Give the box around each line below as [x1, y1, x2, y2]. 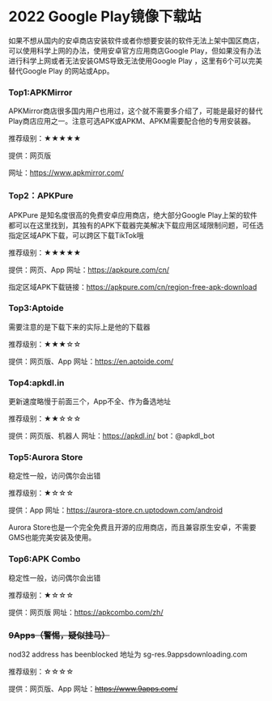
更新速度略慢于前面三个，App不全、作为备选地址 [8, 397, 172, 406]
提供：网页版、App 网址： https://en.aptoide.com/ [8, 356, 174, 366]
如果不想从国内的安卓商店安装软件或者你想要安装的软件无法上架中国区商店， [8, 36, 264, 45]
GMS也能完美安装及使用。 [8, 533, 96, 542]
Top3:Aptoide [8, 303, 64, 314]
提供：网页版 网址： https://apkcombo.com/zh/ [8, 607, 164, 617]
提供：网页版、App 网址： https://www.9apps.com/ [8, 684, 178, 694]
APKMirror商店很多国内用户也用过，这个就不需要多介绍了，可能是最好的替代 [8, 106, 263, 116]
